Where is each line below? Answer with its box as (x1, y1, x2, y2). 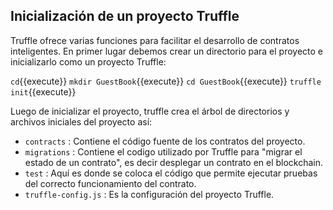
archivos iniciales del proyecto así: (10, 115, 153, 128)
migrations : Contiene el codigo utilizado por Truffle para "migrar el (24, 145, 303, 158)
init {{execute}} (10, 85, 77, 98)
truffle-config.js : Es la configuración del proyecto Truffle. (24, 188, 275, 200)
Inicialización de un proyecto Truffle (10, 8, 240, 25)
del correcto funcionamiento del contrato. (24, 177, 197, 189)
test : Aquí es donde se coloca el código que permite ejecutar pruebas (24, 167, 318, 179)
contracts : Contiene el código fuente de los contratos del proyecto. (24, 135, 306, 147)
